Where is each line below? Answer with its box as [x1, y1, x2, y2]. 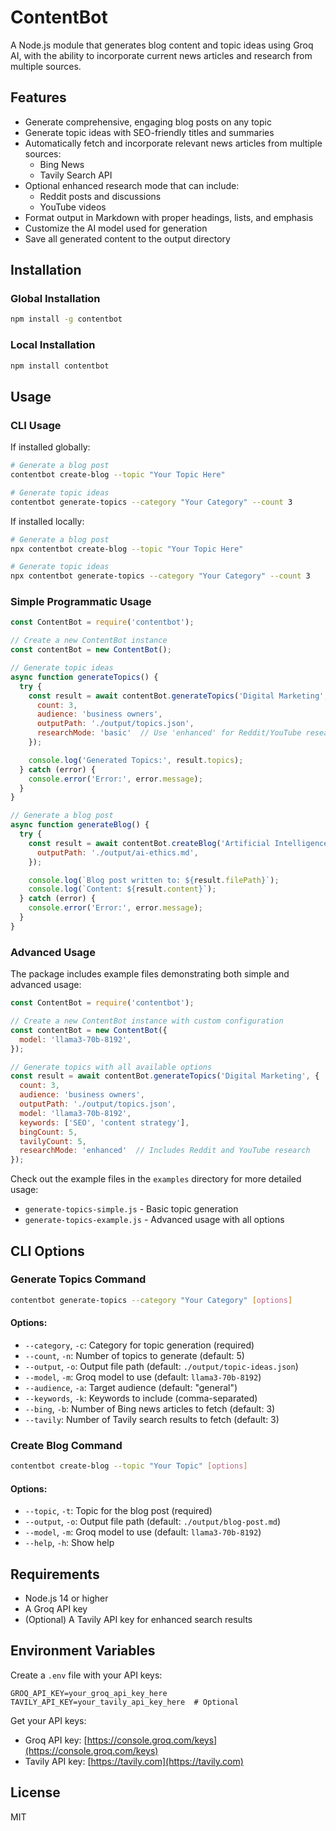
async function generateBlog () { [10, 820, 150, 830]
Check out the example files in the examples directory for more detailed [10, 1173, 302, 1185]
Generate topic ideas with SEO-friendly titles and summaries [24, 126, 275, 138]
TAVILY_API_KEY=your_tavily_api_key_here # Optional [10, 1697, 240, 1707]
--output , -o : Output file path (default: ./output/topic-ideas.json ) [24, 1360, 299, 1372]
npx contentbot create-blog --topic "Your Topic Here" [10, 544, 244, 554]
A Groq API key [24, 1603, 88, 1615]
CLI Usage [10, 418, 62, 432]
